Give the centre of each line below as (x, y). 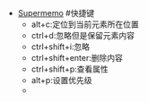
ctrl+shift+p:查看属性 (70, 69)
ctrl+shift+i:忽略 (61, 47)
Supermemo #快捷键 (56, 13)
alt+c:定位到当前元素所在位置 (85, 24)
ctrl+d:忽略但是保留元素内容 (83, 35)
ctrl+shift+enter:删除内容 (77, 58)
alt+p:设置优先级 (61, 80)
